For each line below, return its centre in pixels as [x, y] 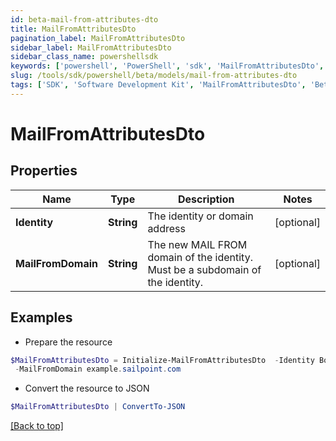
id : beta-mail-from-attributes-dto [84, 19]
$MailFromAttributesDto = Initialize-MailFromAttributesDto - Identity [162, 360]
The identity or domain [200, 216]
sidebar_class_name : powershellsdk [84, 57]
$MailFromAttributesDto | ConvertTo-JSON [98, 407]
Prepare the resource [68, 342]
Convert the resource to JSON [87, 388]
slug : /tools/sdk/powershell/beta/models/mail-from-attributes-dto [154, 76]
